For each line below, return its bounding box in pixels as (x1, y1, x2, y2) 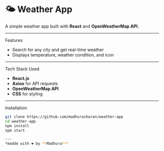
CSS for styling (12, 91, 43, 96)
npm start (5, 128, 25, 133)
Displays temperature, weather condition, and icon (12, 52, 114, 57)
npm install (5, 123, 29, 128)
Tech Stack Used (5, 66, 40, 72)
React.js (12, 75, 30, 81)
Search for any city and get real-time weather (12, 47, 104, 53)
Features (5, 37, 23, 43)
